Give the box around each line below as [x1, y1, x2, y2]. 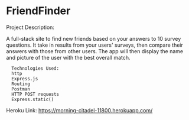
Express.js [11, 76, 38, 82]
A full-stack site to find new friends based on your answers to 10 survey [6, 35, 181, 42]
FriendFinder [6, 4, 71, 18]
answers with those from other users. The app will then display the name [6, 47, 184, 54]
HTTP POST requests [11, 91, 60, 97]
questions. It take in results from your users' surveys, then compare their [6, 41, 183, 48]
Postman [11, 86, 31, 92]
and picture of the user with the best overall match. [6, 54, 131, 61]
